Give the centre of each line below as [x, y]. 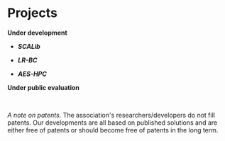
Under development [37, 33]
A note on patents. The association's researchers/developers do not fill [111, 115]
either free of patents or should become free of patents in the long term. [113, 130]
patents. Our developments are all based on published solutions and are [112, 123]
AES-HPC [32, 74]
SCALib [29, 46]
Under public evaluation [43, 87]
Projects [33, 13]
